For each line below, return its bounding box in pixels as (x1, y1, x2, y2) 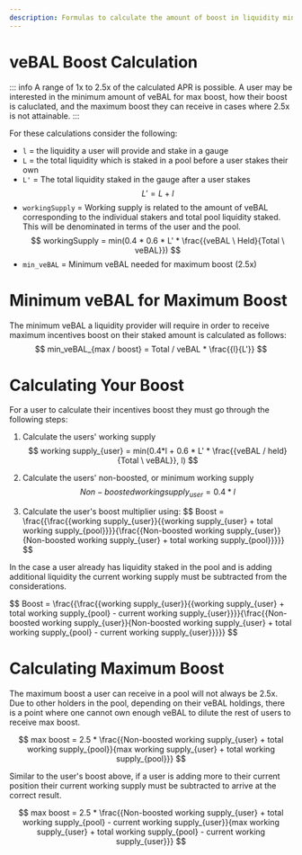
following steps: (9, 414, 68, 425)
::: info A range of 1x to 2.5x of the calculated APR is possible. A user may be (9, 82, 293, 93)
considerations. (9, 581, 67, 592)
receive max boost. (9, 717, 81, 728)
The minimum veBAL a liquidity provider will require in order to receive (9, 320, 270, 331)
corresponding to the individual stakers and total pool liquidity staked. (22, 211, 281, 222)
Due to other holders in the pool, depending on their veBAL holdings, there (9, 698, 286, 708)
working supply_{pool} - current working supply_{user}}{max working (22, 817, 280, 828)
